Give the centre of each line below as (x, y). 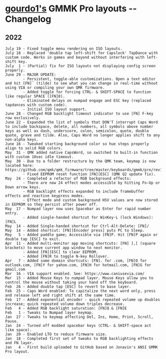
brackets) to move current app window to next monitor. (64, 248)
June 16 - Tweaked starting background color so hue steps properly (77, 144)
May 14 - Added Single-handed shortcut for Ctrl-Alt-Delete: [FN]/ (77, 226)
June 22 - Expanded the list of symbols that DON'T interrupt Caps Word (82, 122)
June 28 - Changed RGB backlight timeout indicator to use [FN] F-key (79, 114)
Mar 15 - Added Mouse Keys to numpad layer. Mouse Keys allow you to (79, 278)
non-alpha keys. (22, 139)
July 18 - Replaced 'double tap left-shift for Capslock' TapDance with (82, 53)
